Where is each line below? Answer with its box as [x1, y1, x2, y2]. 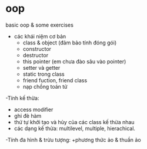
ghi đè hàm [14, 112, 42, 119]
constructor [22, 45, 51, 52]
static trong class [22, 70, 65, 77]
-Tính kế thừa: [5, 94, 39, 102]
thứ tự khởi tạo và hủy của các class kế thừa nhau [14, 118, 135, 125]
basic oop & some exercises [5, 21, 74, 28]
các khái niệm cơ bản [14, 33, 66, 40]
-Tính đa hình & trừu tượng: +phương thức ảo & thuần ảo [5, 136, 142, 143]
